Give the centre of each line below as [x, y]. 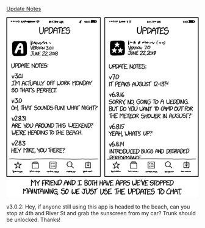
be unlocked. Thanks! [34, 220]
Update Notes [24, 9]
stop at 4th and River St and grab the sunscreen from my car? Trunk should [101, 213]
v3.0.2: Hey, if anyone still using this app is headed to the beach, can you [98, 207]
